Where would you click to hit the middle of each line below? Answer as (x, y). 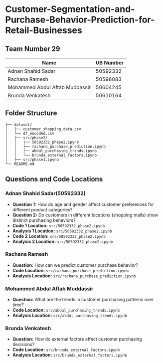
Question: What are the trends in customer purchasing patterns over (83, 300)
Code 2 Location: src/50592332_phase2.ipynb (59, 236)
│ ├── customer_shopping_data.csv (43, 129)
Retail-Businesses (44, 30)
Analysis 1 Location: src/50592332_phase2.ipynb (62, 231)
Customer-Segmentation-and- (70, 9)
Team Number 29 (33, 49)
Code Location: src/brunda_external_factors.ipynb (66, 350)
